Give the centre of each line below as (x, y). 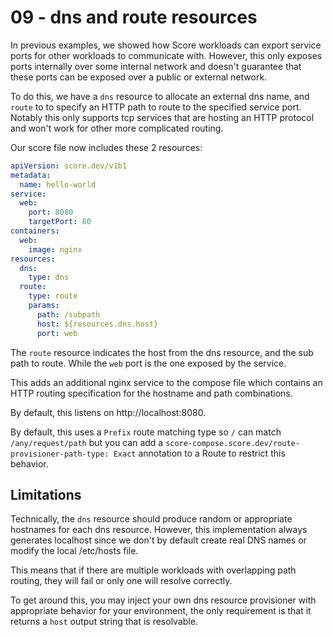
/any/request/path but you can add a (87, 442)
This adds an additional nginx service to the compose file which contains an (166, 382)
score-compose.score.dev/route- (232, 443)
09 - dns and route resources (134, 17)
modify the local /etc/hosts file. (74, 551)
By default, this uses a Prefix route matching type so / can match (146, 432)
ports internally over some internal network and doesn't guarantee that (156, 66)
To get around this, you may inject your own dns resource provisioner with (163, 600)
